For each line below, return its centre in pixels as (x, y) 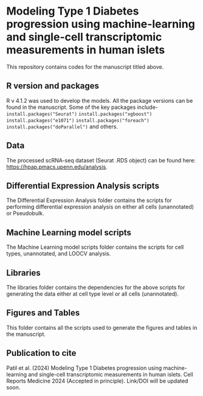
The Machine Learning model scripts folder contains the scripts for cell (95, 247)
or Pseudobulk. (25, 214)
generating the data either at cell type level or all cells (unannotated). (93, 294)
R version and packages (53, 86)
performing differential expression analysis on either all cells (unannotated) (100, 207)
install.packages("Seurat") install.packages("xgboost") (79, 114)
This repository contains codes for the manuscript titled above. (85, 67)
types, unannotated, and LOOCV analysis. (59, 254)
